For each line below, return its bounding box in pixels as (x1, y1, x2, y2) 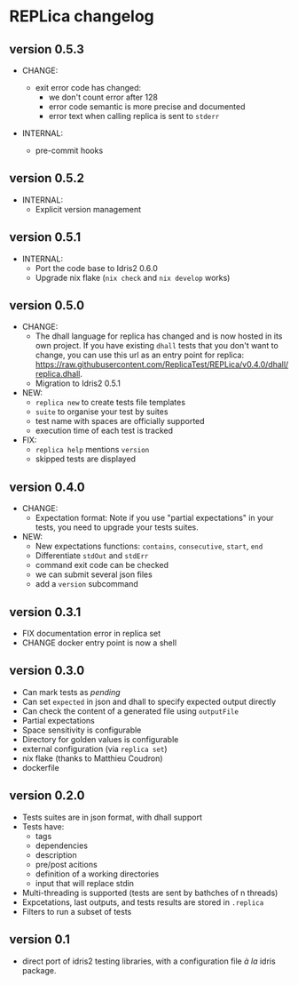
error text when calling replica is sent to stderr (48, 111, 220, 121)
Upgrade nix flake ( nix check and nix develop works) (35, 272, 231, 283)
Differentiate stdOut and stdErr (35, 550, 149, 561)
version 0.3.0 (9, 663, 85, 678)
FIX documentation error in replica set (21, 629, 161, 639)
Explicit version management (35, 204, 142, 214)
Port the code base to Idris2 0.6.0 (35, 262, 158, 273)
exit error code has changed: (35, 83, 142, 92)
